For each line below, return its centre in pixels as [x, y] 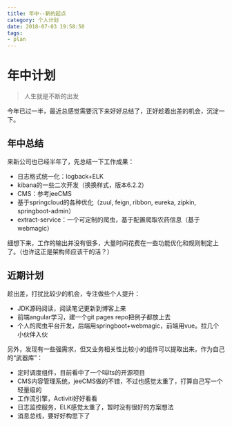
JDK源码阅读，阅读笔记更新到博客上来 [71, 308]
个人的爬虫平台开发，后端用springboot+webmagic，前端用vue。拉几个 [118, 326]
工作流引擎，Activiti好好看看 [57, 398]
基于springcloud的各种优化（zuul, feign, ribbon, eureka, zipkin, [107, 202]
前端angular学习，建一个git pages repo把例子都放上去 [94, 317]
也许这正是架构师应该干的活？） [67, 251]
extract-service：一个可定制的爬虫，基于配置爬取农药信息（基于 [108, 220]
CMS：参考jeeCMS [45, 193]
